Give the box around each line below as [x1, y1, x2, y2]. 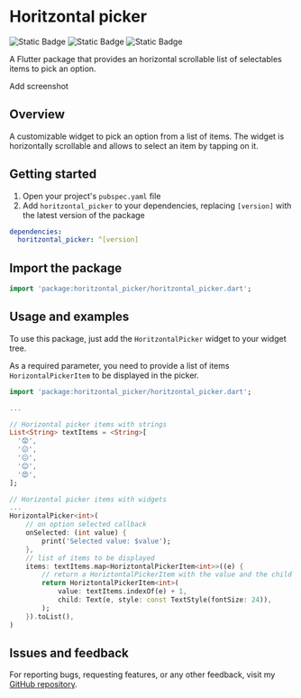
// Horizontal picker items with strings [9, 419, 168, 429]
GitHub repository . [9, 679, 78, 690]
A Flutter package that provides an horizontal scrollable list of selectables [9, 53, 282, 64]
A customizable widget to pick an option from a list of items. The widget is [9, 131, 285, 142]
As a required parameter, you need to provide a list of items [9, 360, 230, 371]
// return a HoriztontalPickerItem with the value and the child [41, 570, 293, 579]
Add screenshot [9, 80, 69, 91]
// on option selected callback [25, 520, 147, 529]
